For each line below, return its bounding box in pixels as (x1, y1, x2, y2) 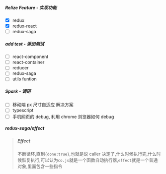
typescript (12, 107, 34, 114)
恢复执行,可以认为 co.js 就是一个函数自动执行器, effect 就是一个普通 (21, 157, 158, 163)
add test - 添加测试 (5, 41, 45, 47)
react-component (12, 54, 49, 59)
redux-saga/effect (5, 125, 45, 131)
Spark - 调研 (5, 88, 31, 94)
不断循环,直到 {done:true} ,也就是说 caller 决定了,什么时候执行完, (17, 151, 148, 157)
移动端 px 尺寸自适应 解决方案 (12, 102, 74, 108)
